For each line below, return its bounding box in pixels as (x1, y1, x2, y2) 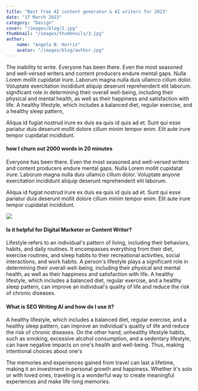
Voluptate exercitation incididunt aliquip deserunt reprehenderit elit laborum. (6, 82, 192, 89)
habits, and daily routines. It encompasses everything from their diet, (6, 245, 174, 252)
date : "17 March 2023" (6, 14, 62, 20)
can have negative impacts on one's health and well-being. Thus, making (6, 341, 184, 348)
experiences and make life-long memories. (6, 378, 111, 385)
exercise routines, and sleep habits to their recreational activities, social (6, 252, 180, 259)
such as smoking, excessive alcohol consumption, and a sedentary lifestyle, (6, 335, 191, 342)
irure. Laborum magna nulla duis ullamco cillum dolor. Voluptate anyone (6, 171, 180, 178)
